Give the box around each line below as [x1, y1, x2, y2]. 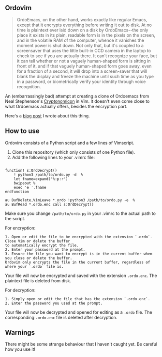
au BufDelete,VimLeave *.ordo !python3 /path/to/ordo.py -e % [5, 197, 135, 203]
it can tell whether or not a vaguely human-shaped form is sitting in [16, 58, 151, 64]
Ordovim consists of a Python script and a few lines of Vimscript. [5, 140, 134, 146]
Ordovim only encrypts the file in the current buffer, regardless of [5, 260, 150, 265]
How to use [5, 127, 40, 135]
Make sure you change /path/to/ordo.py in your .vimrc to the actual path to [5, 211, 156, 216]
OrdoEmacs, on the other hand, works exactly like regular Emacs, [16, 16, 147, 22]
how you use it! [5, 346, 35, 352]
